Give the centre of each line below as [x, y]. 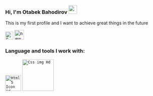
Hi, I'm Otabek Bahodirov [36, 12]
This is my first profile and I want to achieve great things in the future [77, 23]
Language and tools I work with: [45, 51]
